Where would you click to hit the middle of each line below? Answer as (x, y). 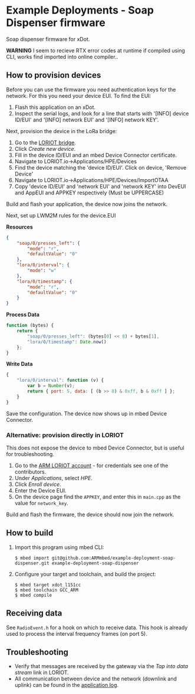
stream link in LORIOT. (42, 673)
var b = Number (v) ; (51, 386)
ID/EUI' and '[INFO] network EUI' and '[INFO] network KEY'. (87, 120)
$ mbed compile (33, 595)
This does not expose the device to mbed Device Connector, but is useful (95, 448)
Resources (20, 227)
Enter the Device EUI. (40, 490)
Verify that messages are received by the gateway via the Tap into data (101, 666)
